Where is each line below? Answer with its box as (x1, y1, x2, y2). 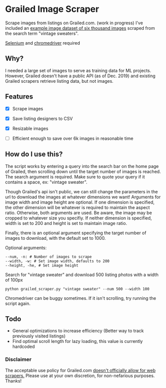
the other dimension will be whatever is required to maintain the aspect (5, 204, 150, 210)
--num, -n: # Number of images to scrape (5, 254, 92, 259)
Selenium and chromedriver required (5, 40, 80, 46)
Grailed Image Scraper (5, 3, 99, 15)
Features (5, 93, 33, 101)
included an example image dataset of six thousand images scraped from (5, 25, 155, 31)
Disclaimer (5, 356, 32, 363)
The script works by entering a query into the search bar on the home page (5, 163, 159, 169)
